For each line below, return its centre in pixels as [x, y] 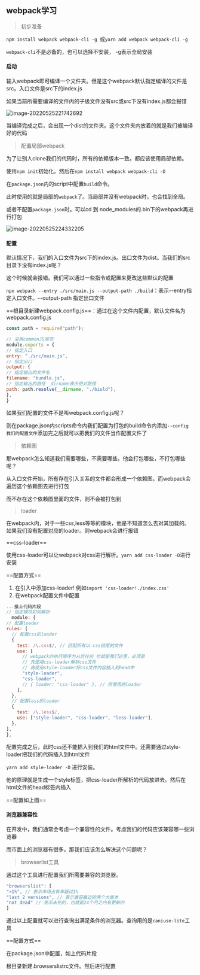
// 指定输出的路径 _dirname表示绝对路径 [51, 384]
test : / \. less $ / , [39, 712]
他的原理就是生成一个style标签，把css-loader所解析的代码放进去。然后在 [96, 779]
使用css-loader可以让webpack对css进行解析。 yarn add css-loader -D [93, 555]
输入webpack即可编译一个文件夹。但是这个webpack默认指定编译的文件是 [97, 81]
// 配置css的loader [34, 634]
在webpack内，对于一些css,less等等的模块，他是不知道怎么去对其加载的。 [98, 523]
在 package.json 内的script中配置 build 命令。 [60, 184]
